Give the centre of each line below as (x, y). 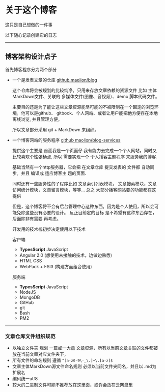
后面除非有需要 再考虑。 (37, 219)
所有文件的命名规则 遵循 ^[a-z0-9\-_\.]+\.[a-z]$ (62, 360)
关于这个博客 (31, 10)
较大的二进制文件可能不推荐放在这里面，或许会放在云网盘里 (72, 385)
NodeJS (28, 292)
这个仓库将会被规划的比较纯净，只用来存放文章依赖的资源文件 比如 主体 (84, 90)
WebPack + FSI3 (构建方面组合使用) (56, 266)
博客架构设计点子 (31, 57)
